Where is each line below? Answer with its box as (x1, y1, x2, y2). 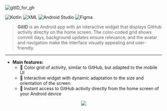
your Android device (19, 91, 62, 97)
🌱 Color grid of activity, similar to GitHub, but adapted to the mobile (19, 64, 158, 70)
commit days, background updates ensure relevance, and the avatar (17, 35, 158, 40)
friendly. (17, 45, 35, 51)
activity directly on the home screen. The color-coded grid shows (17, 29, 152, 35)
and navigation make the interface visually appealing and (17, 40, 134, 46)
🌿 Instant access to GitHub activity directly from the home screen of (19, 86, 159, 91)
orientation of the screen (19, 80, 71, 86)
